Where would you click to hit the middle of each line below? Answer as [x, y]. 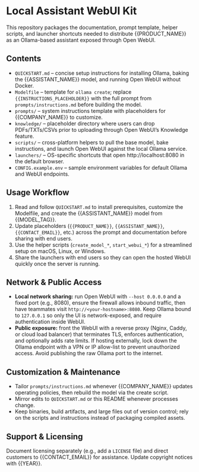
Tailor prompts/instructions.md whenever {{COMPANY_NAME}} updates [104, 387]
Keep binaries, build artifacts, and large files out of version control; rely [102, 411]
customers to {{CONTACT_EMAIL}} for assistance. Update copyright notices [99, 457]
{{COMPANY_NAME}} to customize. [59, 117]
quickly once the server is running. [57, 264]
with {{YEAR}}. [24, 463]
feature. [24, 136]
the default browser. [39, 161]
